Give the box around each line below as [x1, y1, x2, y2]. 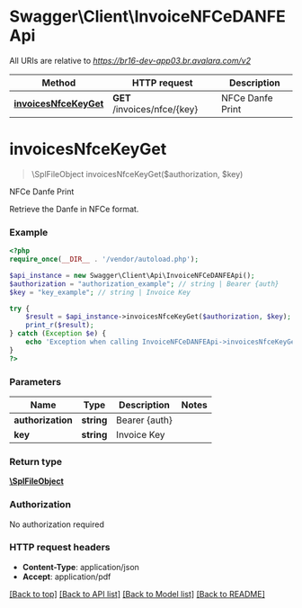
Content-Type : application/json [22, 561, 139, 572]
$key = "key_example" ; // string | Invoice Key [9, 288, 191, 297]
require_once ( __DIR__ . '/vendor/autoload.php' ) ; [9, 255, 200, 264]
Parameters [9, 375, 61, 388]
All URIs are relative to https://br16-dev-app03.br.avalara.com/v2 [9, 55, 252, 66]
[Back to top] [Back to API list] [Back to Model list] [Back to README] [9, 588, 265, 599]
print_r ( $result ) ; [25, 321, 94, 330]
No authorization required [9, 519, 105, 530]
